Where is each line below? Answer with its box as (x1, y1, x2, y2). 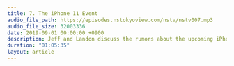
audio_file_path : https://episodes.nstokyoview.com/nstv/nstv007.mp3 (7, 16, 214, 23)
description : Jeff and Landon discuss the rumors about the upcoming (7, 36, 214, 43)
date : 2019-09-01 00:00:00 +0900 (7, 29, 104, 36)
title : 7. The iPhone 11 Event (7, 10, 98, 17)
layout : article (7, 49, 54, 56)
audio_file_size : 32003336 (7, 23, 86, 30)
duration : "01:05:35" (7, 42, 70, 49)
